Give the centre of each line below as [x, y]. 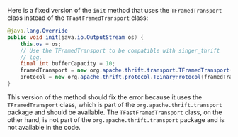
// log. [31, 57]
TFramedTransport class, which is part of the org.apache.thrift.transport [115, 104]
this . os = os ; [41, 44]
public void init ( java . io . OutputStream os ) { [75, 37]
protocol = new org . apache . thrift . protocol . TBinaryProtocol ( [112, 77]
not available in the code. [44, 127]
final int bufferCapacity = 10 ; [68, 64]
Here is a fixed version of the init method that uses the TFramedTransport [115, 10]
